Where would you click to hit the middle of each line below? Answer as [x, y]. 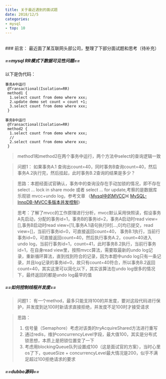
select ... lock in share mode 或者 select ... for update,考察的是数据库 [87, 190]
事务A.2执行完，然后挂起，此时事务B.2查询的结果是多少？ [76, 173]
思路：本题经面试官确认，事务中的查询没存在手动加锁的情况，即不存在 [89, 184]
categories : [17, 19]
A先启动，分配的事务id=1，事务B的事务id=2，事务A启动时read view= [87, 219]
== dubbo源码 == [22, 372]
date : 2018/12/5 [22, 14]
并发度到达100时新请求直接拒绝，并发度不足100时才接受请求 [88, 307]
